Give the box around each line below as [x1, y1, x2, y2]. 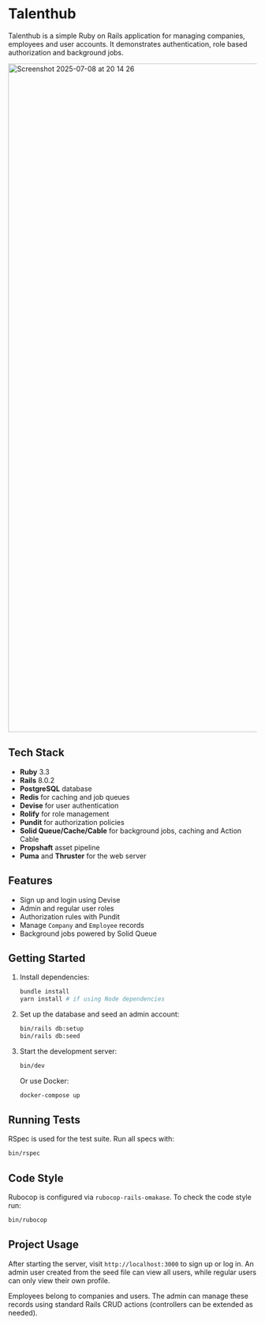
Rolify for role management [19, 808, 110, 819]
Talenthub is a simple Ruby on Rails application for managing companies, [8, 31, 246, 40]
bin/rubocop [8, 1216, 47, 1225]
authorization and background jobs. [8, 47, 124, 57]
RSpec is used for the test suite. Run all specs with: [8, 1134, 175, 1144]
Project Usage [8, 1238, 79, 1251]
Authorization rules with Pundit [19, 911, 121, 922]
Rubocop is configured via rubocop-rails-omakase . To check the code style [8, 1192, 252, 1202]
